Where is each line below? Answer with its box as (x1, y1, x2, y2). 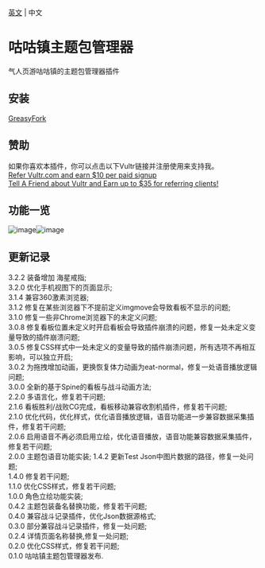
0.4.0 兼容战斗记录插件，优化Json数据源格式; (8, 512, 156, 521)
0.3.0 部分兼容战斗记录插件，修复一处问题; (8, 521, 148, 531)
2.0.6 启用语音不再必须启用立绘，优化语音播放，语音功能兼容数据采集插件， (8, 432, 256, 442)
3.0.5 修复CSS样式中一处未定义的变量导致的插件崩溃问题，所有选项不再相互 (8, 342, 256, 352)
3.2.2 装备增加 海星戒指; (8, 273, 87, 282)
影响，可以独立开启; (8, 352, 74, 362)
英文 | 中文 (8, 8, 43, 17)
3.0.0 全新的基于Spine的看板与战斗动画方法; (8, 382, 152, 392)
